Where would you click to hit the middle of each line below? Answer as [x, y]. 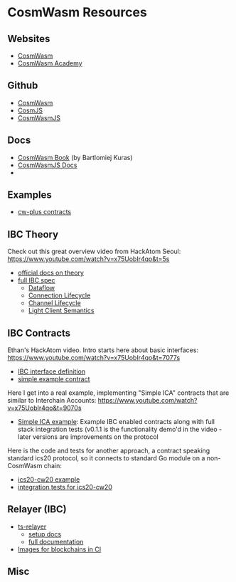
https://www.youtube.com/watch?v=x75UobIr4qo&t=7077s [94, 358]
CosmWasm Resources [77, 12]
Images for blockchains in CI [59, 549]
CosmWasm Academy [50, 63]
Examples [29, 195]
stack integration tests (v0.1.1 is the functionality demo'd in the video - [120, 429]
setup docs [45, 534]
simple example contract [54, 379]
